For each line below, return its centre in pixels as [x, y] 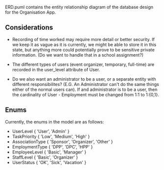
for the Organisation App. [31, 12]
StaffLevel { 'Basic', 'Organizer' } [45, 157]
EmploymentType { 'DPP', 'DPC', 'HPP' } [52, 147]
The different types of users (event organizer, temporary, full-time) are [83, 64]
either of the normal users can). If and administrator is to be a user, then [85, 89]
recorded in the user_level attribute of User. [56, 69]
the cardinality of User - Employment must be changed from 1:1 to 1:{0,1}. [85, 94]
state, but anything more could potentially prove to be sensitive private [83, 50]
